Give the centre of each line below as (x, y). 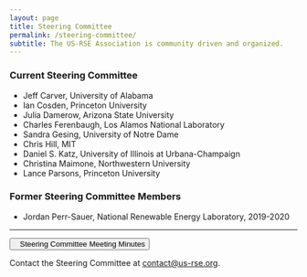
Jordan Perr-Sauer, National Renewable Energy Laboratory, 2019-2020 (156, 217)
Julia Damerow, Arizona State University (98, 114)
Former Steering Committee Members (95, 197)
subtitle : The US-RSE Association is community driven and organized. (147, 43)
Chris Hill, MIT (49, 144)
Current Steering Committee (74, 76)
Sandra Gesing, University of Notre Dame (101, 134)
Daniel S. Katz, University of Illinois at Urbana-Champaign (131, 154)
